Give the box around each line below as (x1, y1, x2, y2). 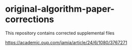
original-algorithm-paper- (5, 3, 115, 15)
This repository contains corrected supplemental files (5, 30, 115, 36)
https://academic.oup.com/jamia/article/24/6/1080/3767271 (5, 39, 128, 45)
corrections (5, 14, 55, 25)
